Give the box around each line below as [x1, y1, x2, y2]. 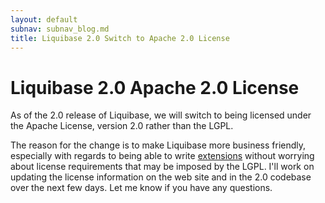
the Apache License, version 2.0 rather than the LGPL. [10, 120, 234, 132]
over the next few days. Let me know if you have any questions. [10, 182, 273, 194]
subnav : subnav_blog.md [10, 24, 110, 34]
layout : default [10, 14, 78, 25]
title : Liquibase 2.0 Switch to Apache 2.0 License [10, 33, 230, 43]
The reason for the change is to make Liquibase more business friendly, [10, 139, 307, 151]
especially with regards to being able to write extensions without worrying [10, 150, 315, 162]
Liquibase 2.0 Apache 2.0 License [10, 76, 300, 99]
